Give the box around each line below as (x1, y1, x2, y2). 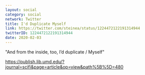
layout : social (5, 7, 37, 12)
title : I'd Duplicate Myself (5, 21, 66, 26)
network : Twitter (5, 16, 42, 21)
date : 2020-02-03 (5, 35, 42, 40)
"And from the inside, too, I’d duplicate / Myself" (5, 48, 104, 55)
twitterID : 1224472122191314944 (5, 30, 73, 35)
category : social (5, 12, 42, 17)
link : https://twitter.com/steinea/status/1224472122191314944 (5, 26, 140, 31)
